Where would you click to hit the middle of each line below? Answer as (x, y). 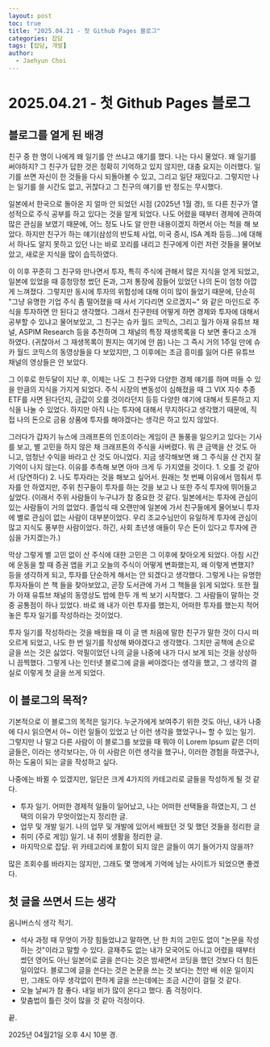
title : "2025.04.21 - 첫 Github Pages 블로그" (85, 31)
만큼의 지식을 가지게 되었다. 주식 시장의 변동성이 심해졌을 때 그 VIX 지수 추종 (136, 389)
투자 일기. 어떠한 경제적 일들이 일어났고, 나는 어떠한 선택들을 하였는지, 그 (134, 806)
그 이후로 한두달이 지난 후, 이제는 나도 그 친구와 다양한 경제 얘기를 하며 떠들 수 (131, 379)
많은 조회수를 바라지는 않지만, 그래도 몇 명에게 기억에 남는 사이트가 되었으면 (127, 863)
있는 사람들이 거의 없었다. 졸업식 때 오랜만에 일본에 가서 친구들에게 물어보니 (127, 507)
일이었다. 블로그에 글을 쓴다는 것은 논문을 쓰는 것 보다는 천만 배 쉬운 (126, 970)
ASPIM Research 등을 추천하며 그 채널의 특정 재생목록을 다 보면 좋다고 (130, 332)
